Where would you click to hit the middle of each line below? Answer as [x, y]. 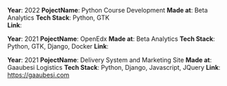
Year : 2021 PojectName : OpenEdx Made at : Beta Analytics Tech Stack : [111, 39]
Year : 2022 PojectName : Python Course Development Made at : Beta [108, 10]
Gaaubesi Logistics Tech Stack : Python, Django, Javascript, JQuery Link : [114, 67]
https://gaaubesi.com [38, 75]
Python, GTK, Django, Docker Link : [58, 46]
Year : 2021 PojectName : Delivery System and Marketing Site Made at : [110, 60]
